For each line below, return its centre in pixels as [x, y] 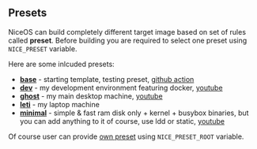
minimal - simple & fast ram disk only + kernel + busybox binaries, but [134, 113]
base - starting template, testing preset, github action [107, 79]
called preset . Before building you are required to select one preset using [128, 40]
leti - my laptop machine [60, 104]
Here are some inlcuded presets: [61, 64]
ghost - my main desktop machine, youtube [91, 96]
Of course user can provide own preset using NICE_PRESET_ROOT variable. [126, 136]
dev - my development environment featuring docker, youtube [121, 88]
